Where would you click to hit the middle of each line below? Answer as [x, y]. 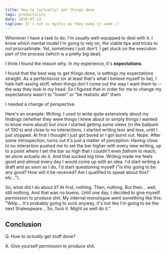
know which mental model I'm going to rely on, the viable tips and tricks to [82, 43]
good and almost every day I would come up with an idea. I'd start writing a [83, 162]
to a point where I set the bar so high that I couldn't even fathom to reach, [81, 151]
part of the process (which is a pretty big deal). [54, 54]
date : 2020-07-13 [23, 19]
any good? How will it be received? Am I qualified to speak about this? [77, 172]
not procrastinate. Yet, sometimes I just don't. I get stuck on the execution [81, 48]
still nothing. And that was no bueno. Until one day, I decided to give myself [83, 192]
